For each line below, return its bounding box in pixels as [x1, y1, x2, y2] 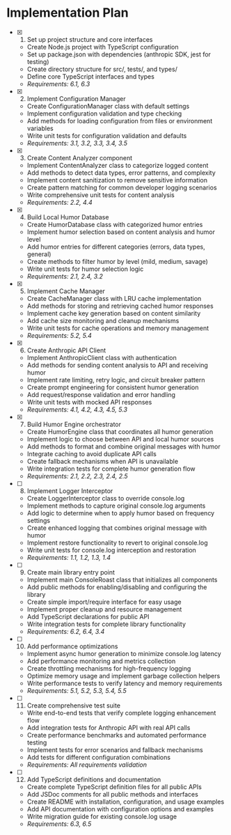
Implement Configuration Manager [26, 94, 126, 102]
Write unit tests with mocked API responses [26, 398, 152, 406]
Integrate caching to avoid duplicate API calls [26, 449, 157, 458]
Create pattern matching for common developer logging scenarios [26, 183, 217, 192]
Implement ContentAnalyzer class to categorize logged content [26, 161, 209, 169]
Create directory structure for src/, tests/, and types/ [26, 65, 178, 73]
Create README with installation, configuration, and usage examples [26, 797, 225, 806]
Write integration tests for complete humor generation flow [26, 465, 196, 473]
